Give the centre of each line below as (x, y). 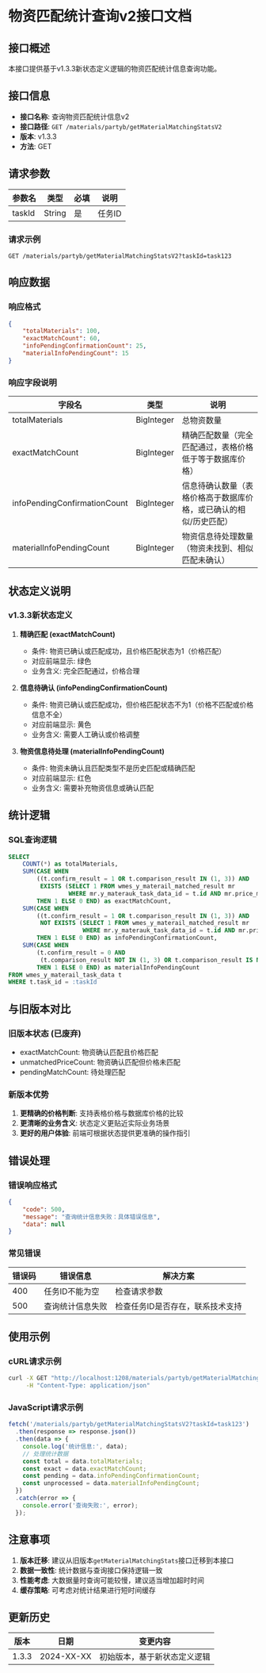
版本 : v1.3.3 (38, 136)
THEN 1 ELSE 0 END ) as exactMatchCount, (104, 901)
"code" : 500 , (44, 1209)
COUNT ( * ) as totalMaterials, (70, 864)
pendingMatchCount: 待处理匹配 (72, 1072)
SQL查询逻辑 (33, 840)
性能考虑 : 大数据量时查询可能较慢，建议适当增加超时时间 (112, 1580)
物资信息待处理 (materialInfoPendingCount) (92, 751)
